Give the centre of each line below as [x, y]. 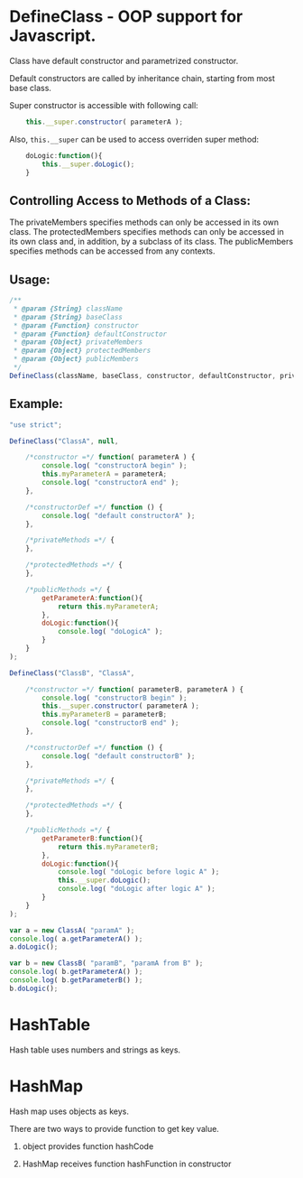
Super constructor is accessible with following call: [104, 105]
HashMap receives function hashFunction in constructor [127, 1164]
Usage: [30, 279]
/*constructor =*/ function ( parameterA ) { [110, 458]
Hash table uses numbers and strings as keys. [95, 1050]
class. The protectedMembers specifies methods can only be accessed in [147, 232]
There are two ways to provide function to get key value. [114, 1128]
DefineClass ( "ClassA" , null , [64, 441]
